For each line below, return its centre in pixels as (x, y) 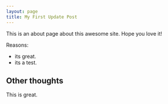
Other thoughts (35, 80)
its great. (25, 56)
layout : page (22, 11)
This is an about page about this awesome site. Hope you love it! (84, 33)
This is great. (22, 95)
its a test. (26, 63)
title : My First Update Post (42, 17)
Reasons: (17, 45)
